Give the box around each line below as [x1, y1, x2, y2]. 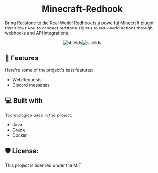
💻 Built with [5, 97, 43, 105]
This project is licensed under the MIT [5, 162, 82, 168]
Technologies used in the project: [5, 112, 72, 118]
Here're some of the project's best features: [5, 67, 94, 73]
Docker [12, 132, 27, 138]
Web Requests [12, 76, 42, 82]
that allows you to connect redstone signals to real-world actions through [5, 25, 153, 30]
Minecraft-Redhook [41, 3, 123, 15]
